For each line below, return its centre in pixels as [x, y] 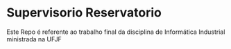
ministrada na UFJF [34, 39]
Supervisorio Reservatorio [84, 13]
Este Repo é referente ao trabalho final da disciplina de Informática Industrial [116, 32]
